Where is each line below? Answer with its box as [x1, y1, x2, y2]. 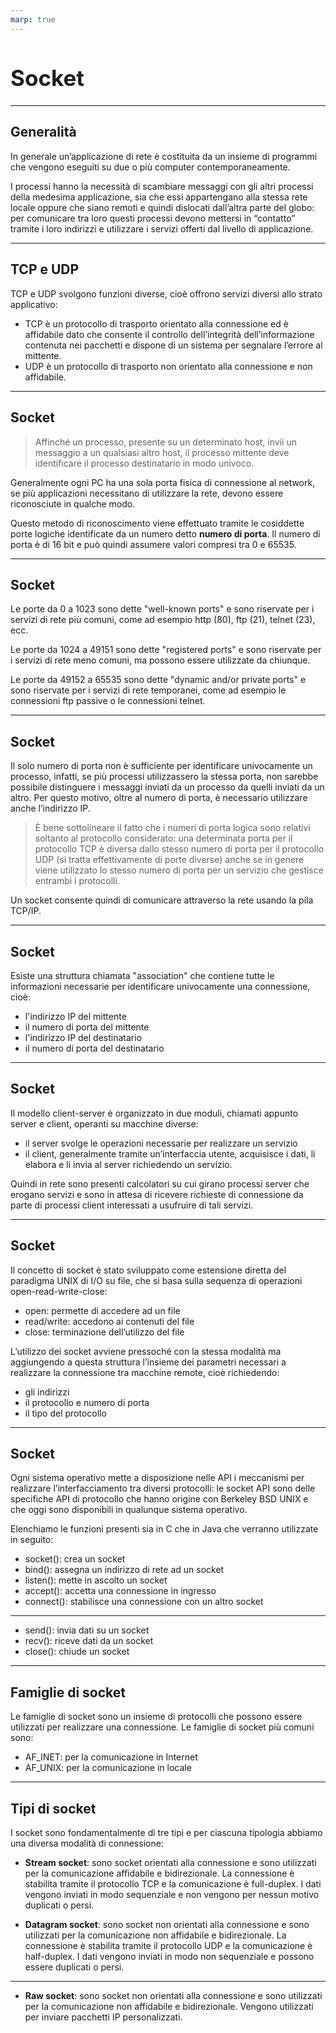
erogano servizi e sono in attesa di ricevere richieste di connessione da [10, 1188, 304, 1200]
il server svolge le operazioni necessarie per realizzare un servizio [24, 1137, 298, 1149]
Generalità [10, 124, 77, 141]
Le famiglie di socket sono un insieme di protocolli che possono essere [10, 1711, 303, 1723]
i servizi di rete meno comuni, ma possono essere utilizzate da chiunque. [10, 654, 311, 666]
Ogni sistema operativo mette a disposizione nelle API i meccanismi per [10, 1472, 305, 1484]
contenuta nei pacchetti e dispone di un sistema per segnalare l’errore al [24, 339, 323, 351]
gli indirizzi [24, 1386, 70, 1398]
